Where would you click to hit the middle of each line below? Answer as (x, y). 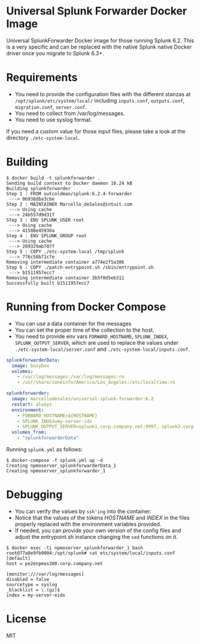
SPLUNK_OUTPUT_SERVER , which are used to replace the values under (96, 342)
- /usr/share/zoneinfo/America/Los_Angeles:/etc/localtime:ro (96, 383)
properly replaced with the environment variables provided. (88, 524)
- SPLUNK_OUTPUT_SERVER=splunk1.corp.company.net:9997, (88, 427)
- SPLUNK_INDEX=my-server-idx (55, 421)
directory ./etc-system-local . (43, 138)
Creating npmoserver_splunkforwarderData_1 (61, 466)
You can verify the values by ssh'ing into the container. (83, 511)
